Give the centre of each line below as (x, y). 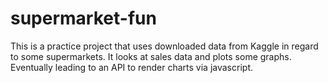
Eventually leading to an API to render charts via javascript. (131, 67)
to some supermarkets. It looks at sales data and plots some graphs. (151, 56)
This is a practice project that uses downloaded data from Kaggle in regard (164, 46)
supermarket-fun (83, 18)
